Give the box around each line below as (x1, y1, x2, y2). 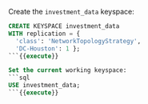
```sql (8, 74, 30, 82)
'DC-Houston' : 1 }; (15, 44, 81, 53)
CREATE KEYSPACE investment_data (8, 22, 120, 30)
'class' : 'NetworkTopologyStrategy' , (15, 37, 142, 45)
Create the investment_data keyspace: (8, 7, 134, 16)
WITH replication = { (8, 30, 81, 38)
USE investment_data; (8, 82, 81, 90)
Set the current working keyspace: (8, 66, 127, 74)
